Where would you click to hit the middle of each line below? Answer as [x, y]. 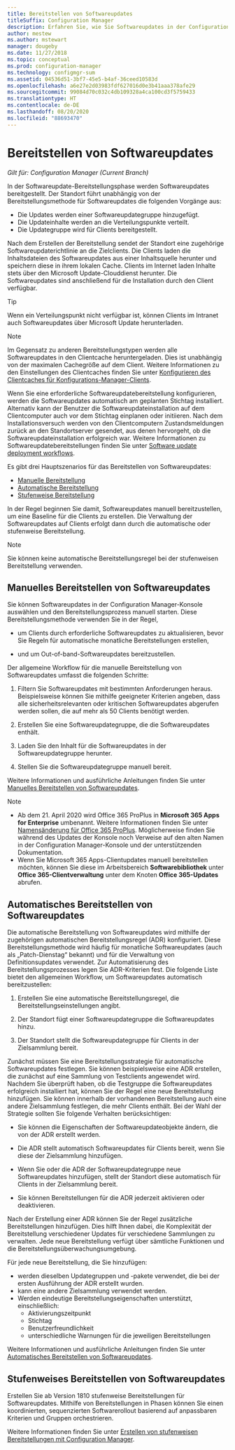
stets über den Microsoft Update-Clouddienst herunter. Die [92, 273]
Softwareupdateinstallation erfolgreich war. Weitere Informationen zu [107, 438]
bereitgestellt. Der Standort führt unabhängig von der [84, 193]
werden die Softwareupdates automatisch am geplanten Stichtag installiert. [115, 400]
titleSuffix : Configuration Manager [60, 20]
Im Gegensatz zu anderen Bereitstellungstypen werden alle [92, 350]
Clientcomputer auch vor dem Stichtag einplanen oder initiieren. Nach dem [115, 416]
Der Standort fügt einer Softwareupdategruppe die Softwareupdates [116, 1020]
